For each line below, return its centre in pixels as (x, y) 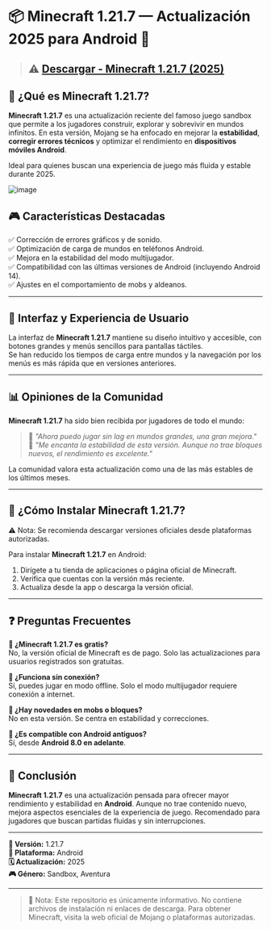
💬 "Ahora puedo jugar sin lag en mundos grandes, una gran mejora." (142, 436)
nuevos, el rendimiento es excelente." (90, 453)
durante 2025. (32, 174)
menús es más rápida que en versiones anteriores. (92, 363)
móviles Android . (38, 150)
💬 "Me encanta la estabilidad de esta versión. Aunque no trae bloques (145, 445)
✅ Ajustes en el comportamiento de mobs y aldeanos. (98, 285)
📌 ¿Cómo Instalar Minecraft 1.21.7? (97, 511)
